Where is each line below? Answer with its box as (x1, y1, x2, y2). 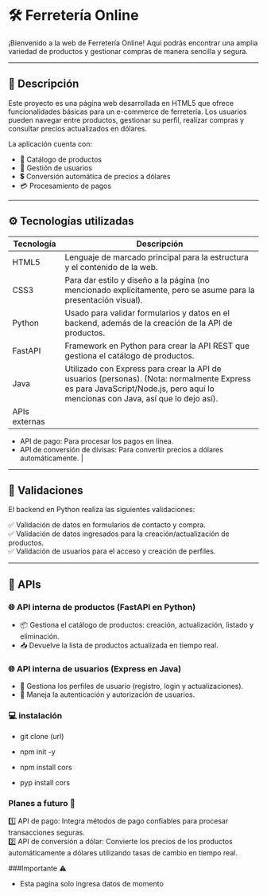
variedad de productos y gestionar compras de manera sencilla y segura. (8, 46, 249, 56)
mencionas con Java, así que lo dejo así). (64, 393, 219, 404)
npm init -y (19, 746, 56, 757)
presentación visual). (64, 294, 143, 305)
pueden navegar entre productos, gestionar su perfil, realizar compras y (8, 115, 245, 124)
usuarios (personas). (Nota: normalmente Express (64, 373, 252, 384)
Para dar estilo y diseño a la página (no (64, 274, 211, 285)
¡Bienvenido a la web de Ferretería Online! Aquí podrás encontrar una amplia (8, 37, 258, 48)
